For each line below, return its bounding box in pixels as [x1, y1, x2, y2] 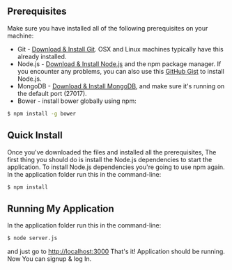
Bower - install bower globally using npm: [17, 97, 137, 105]
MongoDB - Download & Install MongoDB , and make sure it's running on [17, 81, 225, 90]
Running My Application [7, 202, 115, 214]
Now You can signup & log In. [7, 255, 92, 263]
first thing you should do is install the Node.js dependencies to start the [7, 155, 212, 164]
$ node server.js [7, 235, 58, 242]
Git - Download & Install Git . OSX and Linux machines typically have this [17, 45, 224, 53]
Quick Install [7, 129, 63, 141]
